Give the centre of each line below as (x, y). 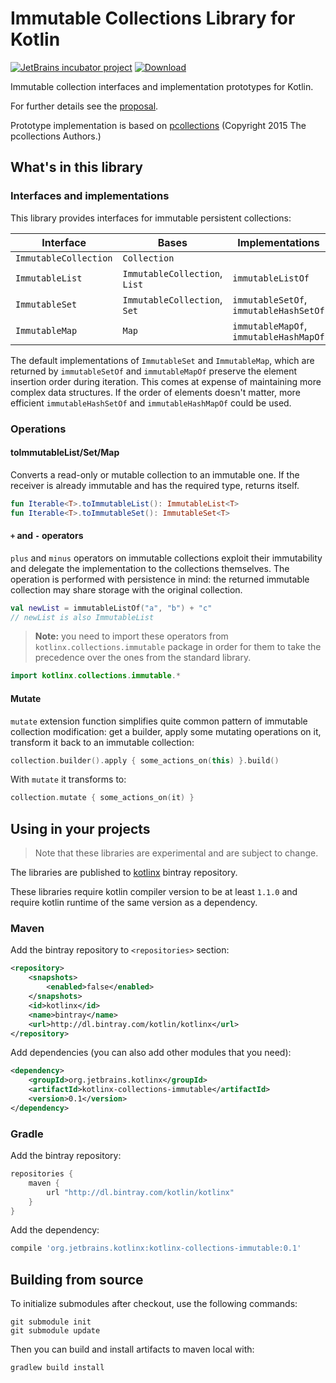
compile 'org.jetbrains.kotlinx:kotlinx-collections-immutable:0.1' (156, 1248)
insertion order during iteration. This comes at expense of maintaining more (166, 381)
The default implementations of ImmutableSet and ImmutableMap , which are (162, 360)
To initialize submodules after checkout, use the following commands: (154, 1304)
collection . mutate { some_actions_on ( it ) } (102, 798)
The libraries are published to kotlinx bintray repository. (124, 873)
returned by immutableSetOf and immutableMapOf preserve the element (154, 371)
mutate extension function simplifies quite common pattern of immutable (159, 721)
